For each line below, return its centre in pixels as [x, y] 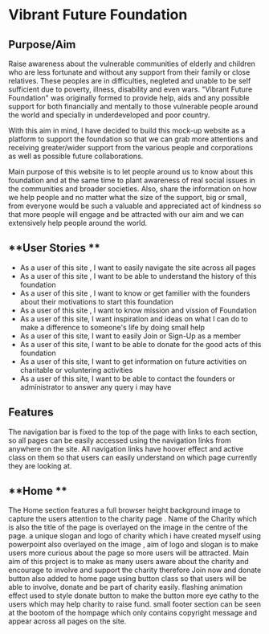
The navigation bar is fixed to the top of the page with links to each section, [133, 432]
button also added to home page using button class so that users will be [128, 579]
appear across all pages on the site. [67, 621]
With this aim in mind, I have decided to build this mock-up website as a [127, 131]
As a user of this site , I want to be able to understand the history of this [138, 276]
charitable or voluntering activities [76, 370]
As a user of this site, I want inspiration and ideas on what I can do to [134, 318]
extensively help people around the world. [78, 223]
